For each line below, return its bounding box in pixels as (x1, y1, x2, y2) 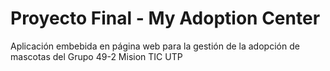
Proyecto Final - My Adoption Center (10, 7, 321, 30)
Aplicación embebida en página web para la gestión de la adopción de (10, 40, 300, 52)
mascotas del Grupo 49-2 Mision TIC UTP (10, 50, 183, 62)
